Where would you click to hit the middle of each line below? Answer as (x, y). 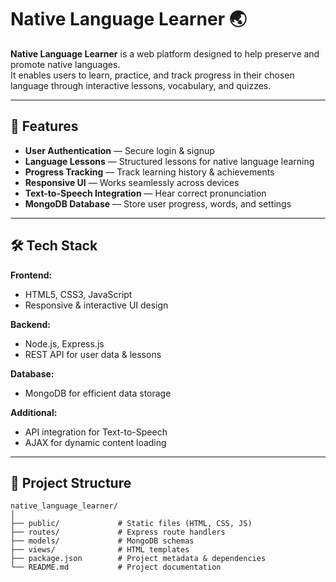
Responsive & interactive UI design (96, 305)
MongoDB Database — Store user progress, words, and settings (158, 203)
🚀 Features (44, 126)
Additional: (34, 412)
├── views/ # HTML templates (100, 550)
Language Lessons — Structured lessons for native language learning (169, 161)
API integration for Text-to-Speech (96, 432)
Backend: (30, 324)
